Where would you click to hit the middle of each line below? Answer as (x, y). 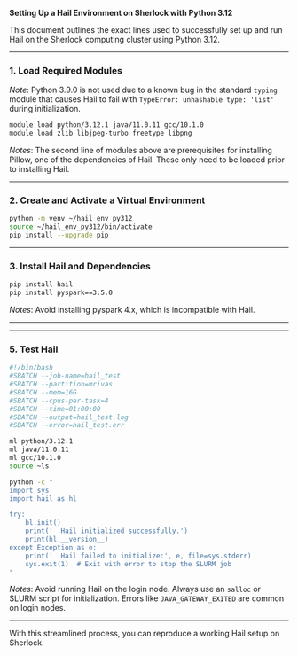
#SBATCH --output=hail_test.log (69, 417)
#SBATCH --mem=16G (43, 392)
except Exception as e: (53, 547)
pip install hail (41, 285)
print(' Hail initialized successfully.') (107, 531)
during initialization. (45, 109)
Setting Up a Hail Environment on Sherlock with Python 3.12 (121, 13)
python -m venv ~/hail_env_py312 (71, 219)
